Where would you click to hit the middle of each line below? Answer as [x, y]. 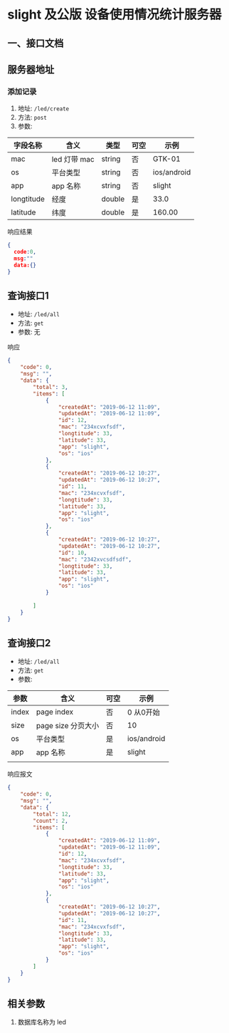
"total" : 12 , [52, 814]
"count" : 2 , [51, 821]
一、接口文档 [36, 43]
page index [55, 712]
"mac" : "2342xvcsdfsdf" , [95, 559]
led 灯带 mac [73, 160]
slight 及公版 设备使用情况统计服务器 [114, 15]
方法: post [32, 118]
